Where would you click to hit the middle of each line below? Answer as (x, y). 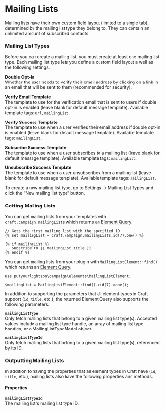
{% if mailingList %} (27, 244)
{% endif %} (17, 252)
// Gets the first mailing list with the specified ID (63, 231)
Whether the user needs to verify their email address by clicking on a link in (82, 82)
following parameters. (27, 304)
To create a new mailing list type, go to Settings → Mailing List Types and (79, 188)
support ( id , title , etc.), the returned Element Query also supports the (77, 299)
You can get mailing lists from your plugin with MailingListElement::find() (81, 262)
